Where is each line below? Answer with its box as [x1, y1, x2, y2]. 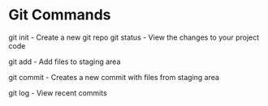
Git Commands [8, 6, 111, 24]
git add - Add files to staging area [8, 57, 121, 66]
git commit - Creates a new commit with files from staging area [8, 72, 219, 82]
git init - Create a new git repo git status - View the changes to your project [8, 32, 260, 42]
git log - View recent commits [8, 87, 107, 98]
